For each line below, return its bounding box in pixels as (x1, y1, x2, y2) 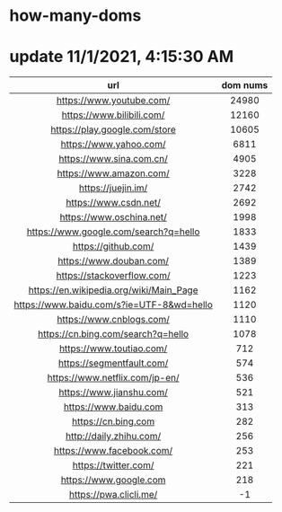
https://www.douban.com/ (57, 255, 169, 268)
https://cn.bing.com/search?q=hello (37, 328, 189, 340)
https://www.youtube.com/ (57, 94, 171, 107)
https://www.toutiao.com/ (58, 342, 168, 355)
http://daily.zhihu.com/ (66, 430, 162, 443)
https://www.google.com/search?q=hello (26, 225, 200, 238)
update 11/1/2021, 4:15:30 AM (9, 47, 234, 67)
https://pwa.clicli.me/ (68, 489, 158, 501)
